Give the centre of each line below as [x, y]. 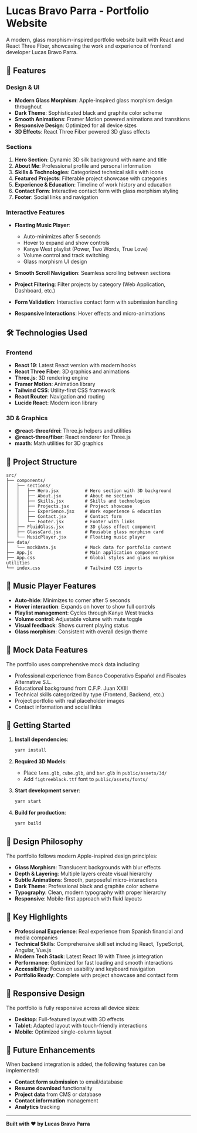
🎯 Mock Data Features [47, 650]
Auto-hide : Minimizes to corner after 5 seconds [72, 600]
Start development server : [47, 790]
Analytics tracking [37, 1107]
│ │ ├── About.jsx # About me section [69, 496]
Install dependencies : [41, 739]
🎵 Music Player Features [51, 586]
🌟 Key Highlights [37, 917]
